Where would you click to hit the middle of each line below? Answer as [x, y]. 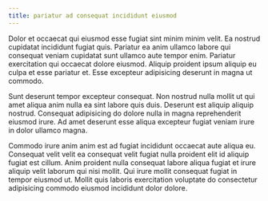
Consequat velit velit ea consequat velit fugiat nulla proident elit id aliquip [129, 154]
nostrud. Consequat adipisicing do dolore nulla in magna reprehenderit [125, 113]
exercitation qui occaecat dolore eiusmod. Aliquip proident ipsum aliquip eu [133, 64]
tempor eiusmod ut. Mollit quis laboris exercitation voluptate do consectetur [133, 179]
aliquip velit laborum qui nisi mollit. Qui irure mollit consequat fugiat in [123, 171]
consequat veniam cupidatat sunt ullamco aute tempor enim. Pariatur [122, 55]
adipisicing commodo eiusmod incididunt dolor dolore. [98, 187]
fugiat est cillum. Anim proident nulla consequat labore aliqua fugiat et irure [132, 162]
